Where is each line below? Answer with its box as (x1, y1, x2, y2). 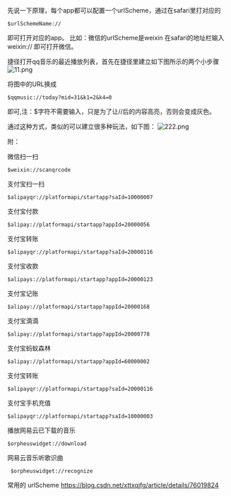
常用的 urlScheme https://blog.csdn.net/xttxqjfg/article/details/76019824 (7, 481, 219, 489)
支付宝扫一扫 (7, 179, 45, 188)
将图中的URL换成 (7, 80, 57, 88)
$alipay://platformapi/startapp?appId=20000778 (7, 331, 150, 338)
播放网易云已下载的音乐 (7, 426, 76, 435)
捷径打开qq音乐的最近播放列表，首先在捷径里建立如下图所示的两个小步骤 (7, 57, 220, 66)
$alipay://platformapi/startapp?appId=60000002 (7, 358, 150, 365)
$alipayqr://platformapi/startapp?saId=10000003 (7, 413, 153, 420)
